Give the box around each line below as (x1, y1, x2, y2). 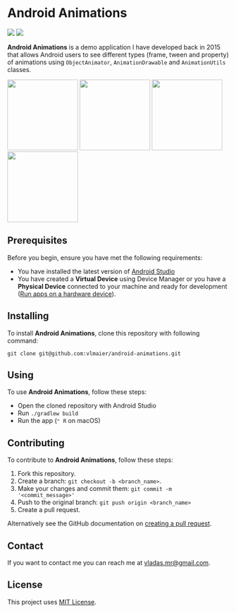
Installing (7, 310, 49, 322)
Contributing (7, 436, 65, 449)
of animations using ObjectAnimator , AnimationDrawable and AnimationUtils (7, 58, 226, 66)
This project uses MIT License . (7, 597, 97, 606)
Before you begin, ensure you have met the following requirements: (7, 253, 203, 262)
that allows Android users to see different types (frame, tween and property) (7, 50, 229, 59)
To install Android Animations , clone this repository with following (7, 328, 200, 337)
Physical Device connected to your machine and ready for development (17, 282, 228, 290)
